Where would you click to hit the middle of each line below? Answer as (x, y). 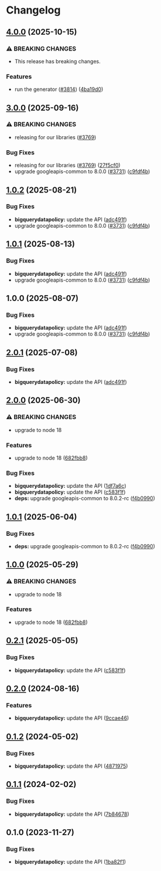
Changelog (33, 10)
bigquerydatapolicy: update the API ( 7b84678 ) (72, 814)
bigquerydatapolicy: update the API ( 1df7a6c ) (70, 486)
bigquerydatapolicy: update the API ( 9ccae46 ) (72, 718)
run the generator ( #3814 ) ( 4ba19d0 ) (59, 89)
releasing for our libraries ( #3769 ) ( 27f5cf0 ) (68, 166)
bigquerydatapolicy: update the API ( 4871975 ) (71, 766)
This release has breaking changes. (57, 61)
